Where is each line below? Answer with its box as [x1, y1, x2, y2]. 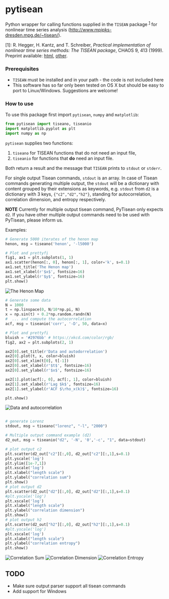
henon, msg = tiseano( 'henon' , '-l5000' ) [5, 241, 94, 246]
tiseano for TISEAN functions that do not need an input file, [12, 149, 137, 156]
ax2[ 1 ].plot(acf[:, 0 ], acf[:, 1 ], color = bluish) [5, 377, 112, 382]
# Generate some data [5, 297, 51, 303]
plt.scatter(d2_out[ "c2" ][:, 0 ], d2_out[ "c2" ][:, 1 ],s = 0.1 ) [5, 451, 130, 457]
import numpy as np [5, 131, 47, 136]
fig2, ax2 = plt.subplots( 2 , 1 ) [5, 340, 73, 345]
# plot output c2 [5, 446, 42, 452]
